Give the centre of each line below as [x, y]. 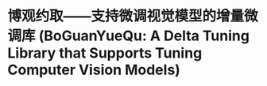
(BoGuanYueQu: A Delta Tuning [144, 36]
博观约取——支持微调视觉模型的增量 [126, 16]
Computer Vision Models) [94, 70]
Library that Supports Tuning [105, 53]
